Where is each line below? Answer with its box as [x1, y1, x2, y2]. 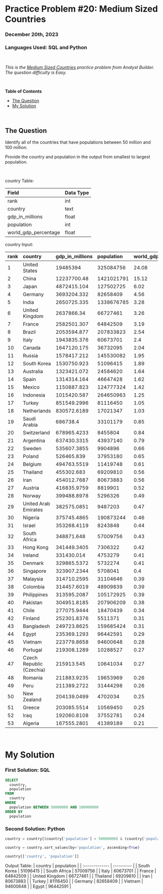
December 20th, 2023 [5, 31, 59, 38]
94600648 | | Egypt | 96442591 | [5, 883, 71, 889]
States [22, 267, 38, 274]
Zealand [22, 696, 42, 703]
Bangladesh [22, 623, 50, 629]
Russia [22, 352, 38, 359]
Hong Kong [22, 544, 49, 551]
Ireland [22, 552, 39, 559]
